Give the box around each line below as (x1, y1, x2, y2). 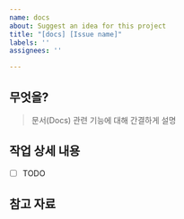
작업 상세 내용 (9, 144, 81, 159)
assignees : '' (9, 46, 63, 55)
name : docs (9, 13, 50, 22)
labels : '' (9, 38, 50, 47)
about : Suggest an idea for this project (9, 21, 167, 30)
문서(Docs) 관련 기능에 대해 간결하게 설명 (31, 114, 177, 125)
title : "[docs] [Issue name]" (9, 29, 123, 38)
